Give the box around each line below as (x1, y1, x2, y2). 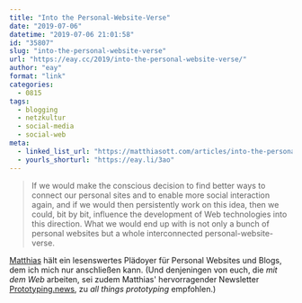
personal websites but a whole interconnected (31, 227, 204, 238)
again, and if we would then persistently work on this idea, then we (31, 199, 280, 209)
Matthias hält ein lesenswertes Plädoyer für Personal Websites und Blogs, (9, 254, 282, 265)
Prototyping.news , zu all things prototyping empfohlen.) (9, 283, 217, 294)
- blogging (17, 105, 58, 114)
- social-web (17, 130, 67, 139)
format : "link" (9, 72, 67, 81)
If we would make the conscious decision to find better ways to (31, 180, 266, 191)
